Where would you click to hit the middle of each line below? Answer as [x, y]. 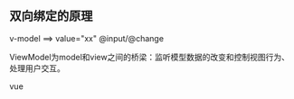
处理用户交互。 [37, 68]
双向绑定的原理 [51, 16]
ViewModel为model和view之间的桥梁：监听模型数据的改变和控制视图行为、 [149, 57]
